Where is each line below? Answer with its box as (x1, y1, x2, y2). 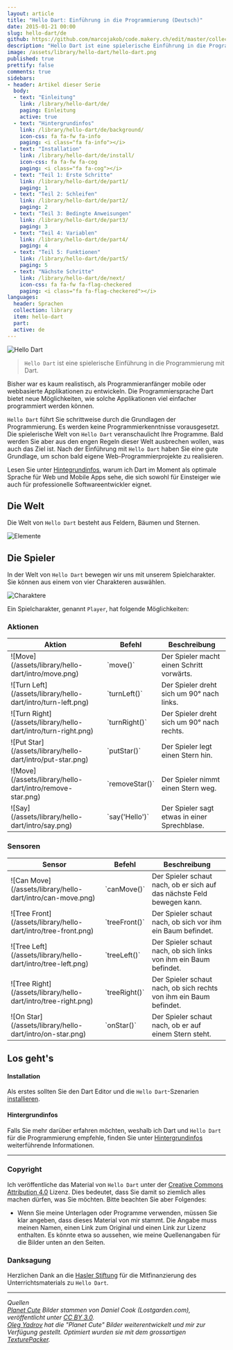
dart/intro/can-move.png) (10, 893, 96, 903)
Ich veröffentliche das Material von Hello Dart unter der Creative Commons (7, 1180, 223, 1188)
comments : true (7, 68, 51, 75)
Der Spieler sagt (161, 803, 214, 813)
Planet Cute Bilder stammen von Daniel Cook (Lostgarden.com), (7, 1306, 191, 1315)
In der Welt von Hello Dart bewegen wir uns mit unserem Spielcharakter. (7, 570, 216, 579)
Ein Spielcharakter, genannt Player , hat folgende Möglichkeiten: (7, 605, 189, 613)
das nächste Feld (151, 889, 208, 898)
